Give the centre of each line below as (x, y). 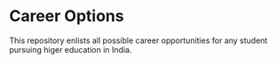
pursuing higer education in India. (71, 49)
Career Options (67, 16)
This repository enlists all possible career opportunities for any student (138, 40)
